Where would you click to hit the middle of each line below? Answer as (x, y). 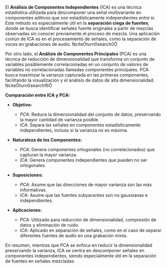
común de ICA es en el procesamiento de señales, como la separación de (81, 39)
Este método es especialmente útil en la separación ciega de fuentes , (77, 23)
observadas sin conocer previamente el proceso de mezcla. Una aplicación (83, 34)
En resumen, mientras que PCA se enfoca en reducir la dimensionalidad (79, 245)
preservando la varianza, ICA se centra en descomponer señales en (75, 250)
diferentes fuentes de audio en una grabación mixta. (74, 235)
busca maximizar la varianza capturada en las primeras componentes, (77, 75)
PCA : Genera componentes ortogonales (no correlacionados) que (87, 149)
